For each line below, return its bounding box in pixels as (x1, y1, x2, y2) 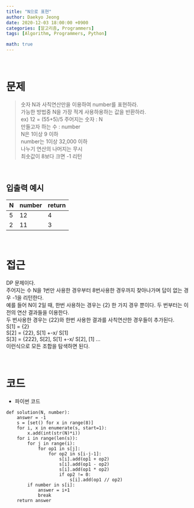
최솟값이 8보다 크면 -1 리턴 (20, 152, 83, 160)
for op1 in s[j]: (37, 445, 81, 452)
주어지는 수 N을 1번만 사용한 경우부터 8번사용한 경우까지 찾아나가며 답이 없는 (6, 287, 183, 294)
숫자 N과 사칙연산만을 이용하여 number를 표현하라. (20, 101, 138, 108)
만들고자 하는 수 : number (20, 123, 81, 130)
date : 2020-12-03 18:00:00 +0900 (6, 20, 89, 25)
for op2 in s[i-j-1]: (48, 451, 102, 456)
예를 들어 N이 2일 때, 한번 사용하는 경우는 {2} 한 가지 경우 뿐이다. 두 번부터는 (6, 301, 183, 308)
